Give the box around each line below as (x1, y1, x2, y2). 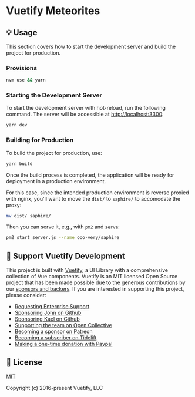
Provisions (6, 63, 37, 72)
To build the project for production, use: (6, 149, 103, 156)
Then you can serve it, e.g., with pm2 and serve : (6, 223, 120, 230)
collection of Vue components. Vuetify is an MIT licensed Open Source (6, 273, 178, 280)
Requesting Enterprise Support (14, 303, 90, 310)
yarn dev (6, 122, 28, 128)
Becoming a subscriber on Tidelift (14, 334, 97, 341)
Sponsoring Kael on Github (14, 315, 80, 322)
